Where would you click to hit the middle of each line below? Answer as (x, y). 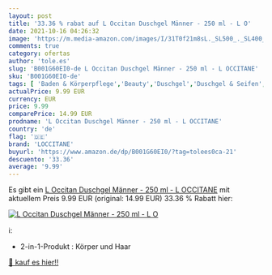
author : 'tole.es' (39, 62)
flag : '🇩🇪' (28, 136)
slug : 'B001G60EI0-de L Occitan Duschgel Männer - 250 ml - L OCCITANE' (134, 69)
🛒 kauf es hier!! (34, 262)
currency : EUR (32, 99)
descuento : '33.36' (41, 159)
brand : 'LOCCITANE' (41, 144)
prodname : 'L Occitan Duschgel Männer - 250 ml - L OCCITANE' (115, 122)
